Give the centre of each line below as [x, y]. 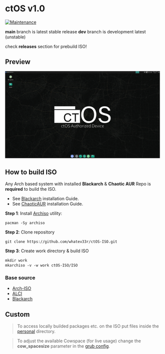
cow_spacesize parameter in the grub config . [64, 346]
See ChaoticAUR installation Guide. [48, 204]
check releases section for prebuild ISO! [46, 46]
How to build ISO [31, 172]
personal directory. [36, 331]
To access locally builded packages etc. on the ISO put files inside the [88, 326]
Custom [17, 314]
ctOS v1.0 [25, 9]
